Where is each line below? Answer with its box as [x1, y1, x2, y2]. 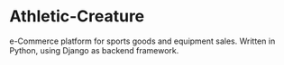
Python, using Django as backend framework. [9, 45, 179, 55]
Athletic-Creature [9, 6, 145, 27]
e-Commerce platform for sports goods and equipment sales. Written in [9, 36, 276, 46]
